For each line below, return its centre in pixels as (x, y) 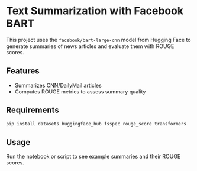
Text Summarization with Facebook (95, 11)
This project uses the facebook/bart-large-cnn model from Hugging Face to (98, 40)
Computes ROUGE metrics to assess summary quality (80, 91)
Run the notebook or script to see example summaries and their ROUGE (93, 157)
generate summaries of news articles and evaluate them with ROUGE (90, 46)
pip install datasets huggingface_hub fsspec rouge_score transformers (96, 124)
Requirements (33, 110)
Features (23, 71)
